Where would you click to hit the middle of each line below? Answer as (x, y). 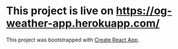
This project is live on (60, 11)
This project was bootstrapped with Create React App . (73, 40)
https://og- (144, 11)
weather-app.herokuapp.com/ (83, 23)
